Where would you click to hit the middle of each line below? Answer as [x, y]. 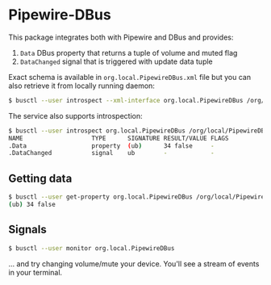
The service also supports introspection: [75, 115]
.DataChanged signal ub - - [112, 153]
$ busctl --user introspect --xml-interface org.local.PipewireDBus [126, 100]
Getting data [40, 178]
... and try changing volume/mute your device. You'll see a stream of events [134, 263]
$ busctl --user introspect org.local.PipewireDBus [97, 131]
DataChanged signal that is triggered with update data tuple [117, 61]
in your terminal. [35, 272]
